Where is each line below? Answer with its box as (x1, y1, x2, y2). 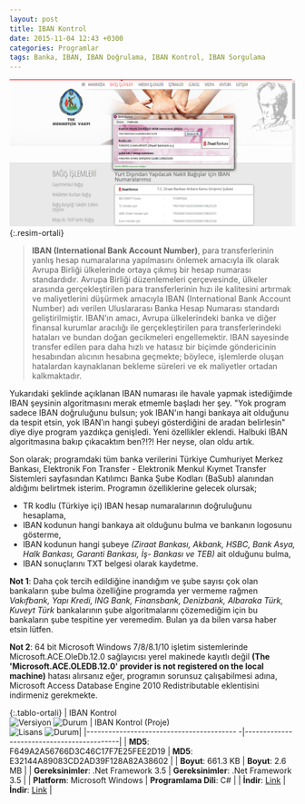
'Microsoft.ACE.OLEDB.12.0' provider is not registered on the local (9, 661, 265, 672)
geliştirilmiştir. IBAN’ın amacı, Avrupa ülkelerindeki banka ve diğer (31, 312, 277, 323)
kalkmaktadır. (31, 370, 83, 381)
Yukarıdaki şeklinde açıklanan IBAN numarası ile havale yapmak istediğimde (9, 387, 293, 398)
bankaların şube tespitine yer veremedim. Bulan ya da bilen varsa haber (9, 613, 277, 625)
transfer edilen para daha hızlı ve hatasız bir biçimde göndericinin (31, 341, 277, 352)
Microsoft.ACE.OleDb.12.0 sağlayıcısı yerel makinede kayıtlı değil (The (9, 651, 271, 662)
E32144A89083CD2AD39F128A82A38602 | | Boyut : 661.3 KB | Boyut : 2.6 (9, 755, 287, 766)
